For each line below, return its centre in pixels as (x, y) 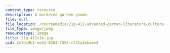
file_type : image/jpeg (29, 29)
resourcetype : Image (27, 33)
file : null (17, 19)
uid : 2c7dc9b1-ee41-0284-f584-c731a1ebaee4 (52, 43)
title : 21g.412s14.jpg (29, 38)
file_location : (21, 24)
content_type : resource (30, 10)
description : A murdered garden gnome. (47, 15)
